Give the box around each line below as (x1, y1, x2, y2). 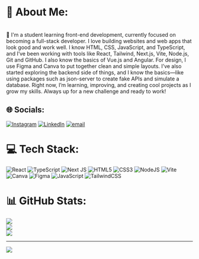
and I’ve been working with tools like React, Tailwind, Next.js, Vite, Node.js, (6, 50, 190, 57)
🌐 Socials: (6, 105, 45, 115)
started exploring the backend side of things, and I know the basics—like (6, 69, 184, 76)
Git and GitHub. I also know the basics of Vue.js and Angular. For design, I (6, 56, 187, 63)
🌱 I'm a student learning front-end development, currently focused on (6, 31, 176, 38)
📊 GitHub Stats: (6, 194, 87, 208)
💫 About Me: (6, 5, 69, 19)
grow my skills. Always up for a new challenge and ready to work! (6, 88, 166, 95)
